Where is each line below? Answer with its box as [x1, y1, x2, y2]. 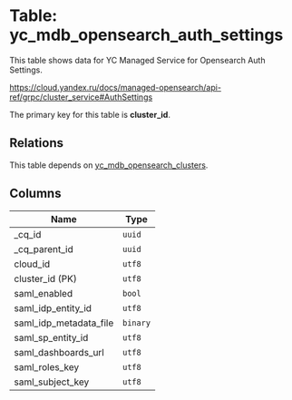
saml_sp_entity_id [14, 331, 89, 344]
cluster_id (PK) [14, 272, 77, 285]
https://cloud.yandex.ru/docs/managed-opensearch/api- [9, 82, 222, 93]
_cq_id [14, 228, 42, 240]
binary [122, 317, 151, 327]
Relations [9, 135, 64, 151]
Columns [9, 186, 62, 201]
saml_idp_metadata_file [14, 317, 114, 329]
